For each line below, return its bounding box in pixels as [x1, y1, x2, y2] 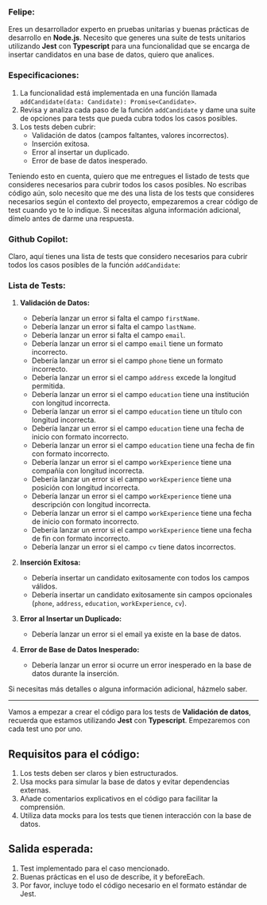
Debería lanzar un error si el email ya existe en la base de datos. [31, 629, 242, 639]
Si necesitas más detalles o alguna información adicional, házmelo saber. [8, 684, 248, 694]
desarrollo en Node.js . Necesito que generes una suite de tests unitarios [8, 33, 246, 42]
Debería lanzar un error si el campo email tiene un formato [31, 339, 224, 348]
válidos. [31, 581, 58, 592]
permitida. [31, 381, 65, 391]
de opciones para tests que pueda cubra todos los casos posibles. [19, 113, 238, 123]
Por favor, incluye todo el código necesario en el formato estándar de [19, 880, 247, 890]
